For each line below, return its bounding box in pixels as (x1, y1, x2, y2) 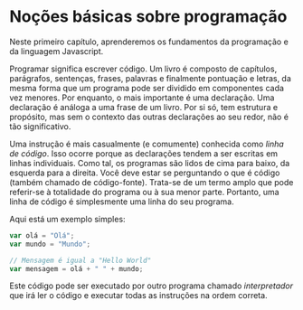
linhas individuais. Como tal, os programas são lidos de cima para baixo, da (9, 157, 290, 168)
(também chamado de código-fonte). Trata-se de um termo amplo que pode (9, 176, 294, 187)
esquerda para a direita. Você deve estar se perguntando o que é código (9, 167, 280, 178)
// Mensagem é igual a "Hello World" (9, 256, 152, 265)
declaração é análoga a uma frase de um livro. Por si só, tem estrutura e (9, 101, 279, 112)
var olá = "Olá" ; (9, 230, 75, 240)
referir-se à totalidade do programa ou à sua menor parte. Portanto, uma (9, 186, 279, 197)
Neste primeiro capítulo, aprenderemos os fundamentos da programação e (9, 36, 289, 47)
